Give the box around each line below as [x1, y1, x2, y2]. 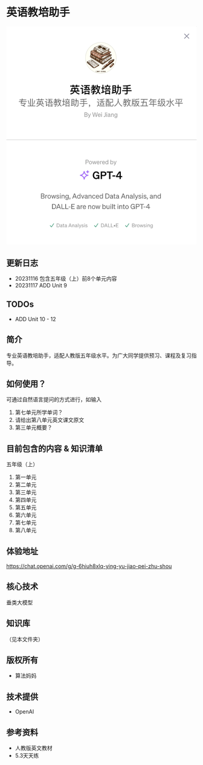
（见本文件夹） [6, 635, 43, 643]
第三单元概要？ [14, 424, 53, 431]
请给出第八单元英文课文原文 [14, 416, 85, 424]
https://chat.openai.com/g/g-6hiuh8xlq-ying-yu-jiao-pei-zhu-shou [6, 562, 172, 570]
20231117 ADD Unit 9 [14, 281, 68, 289]
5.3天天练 [14, 752, 39, 760]
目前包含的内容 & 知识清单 [6, 443, 103, 453]
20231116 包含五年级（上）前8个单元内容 [14, 275, 117, 282]
